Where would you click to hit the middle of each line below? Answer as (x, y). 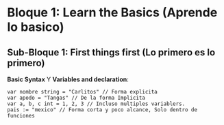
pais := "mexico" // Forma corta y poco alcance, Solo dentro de (102, 110)
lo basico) (36, 27)
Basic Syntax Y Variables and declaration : (68, 79)
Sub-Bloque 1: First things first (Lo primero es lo (111, 52)
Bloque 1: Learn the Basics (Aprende (112, 13)
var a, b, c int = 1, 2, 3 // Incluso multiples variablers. (96, 104)
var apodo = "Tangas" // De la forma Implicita (76, 98)
